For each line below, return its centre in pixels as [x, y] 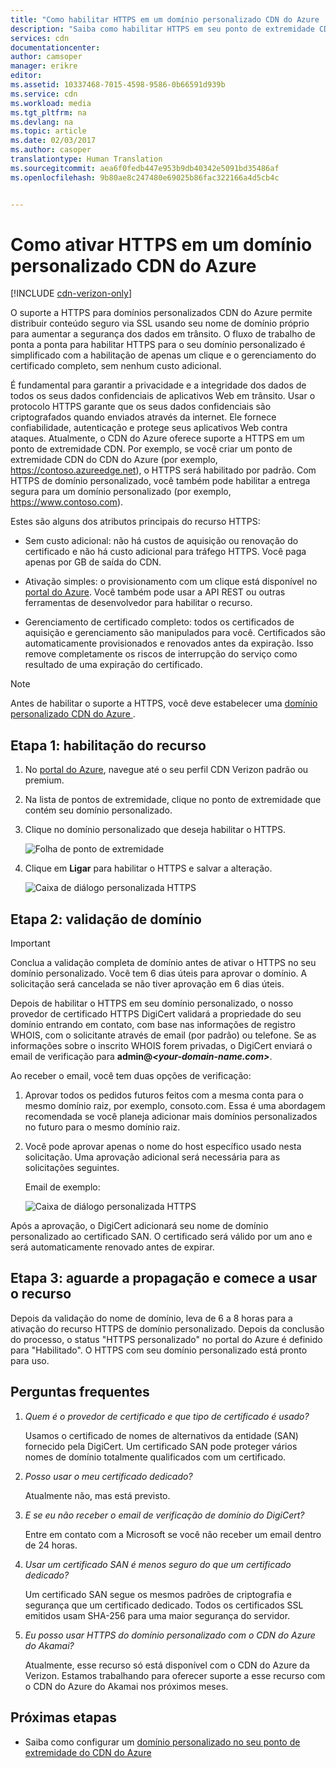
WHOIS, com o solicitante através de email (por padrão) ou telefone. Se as [163, 1035]
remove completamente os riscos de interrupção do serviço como [161, 654]
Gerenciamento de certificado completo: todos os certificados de [159, 622]
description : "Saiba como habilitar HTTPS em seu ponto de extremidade [162, 29]
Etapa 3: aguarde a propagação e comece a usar [164, 1278]
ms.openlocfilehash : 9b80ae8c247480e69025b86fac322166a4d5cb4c [145, 177]
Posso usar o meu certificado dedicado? [108, 1476]
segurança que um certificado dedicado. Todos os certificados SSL [164, 1605]
